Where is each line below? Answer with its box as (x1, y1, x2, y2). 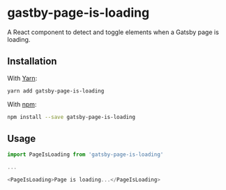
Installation (7, 56, 57, 68)
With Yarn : (7, 74, 38, 82)
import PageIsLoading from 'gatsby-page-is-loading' (7, 151, 164, 158)
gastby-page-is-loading (7, 5, 150, 21)
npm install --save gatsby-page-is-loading (7, 113, 136, 120)
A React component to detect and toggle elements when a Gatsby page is (7, 28, 220, 36)
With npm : (7, 100, 37, 109)
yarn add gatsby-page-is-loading (7, 87, 105, 95)
